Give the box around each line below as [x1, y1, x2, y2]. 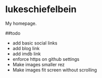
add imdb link [12, 51, 41, 57]
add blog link [12, 45, 40, 51]
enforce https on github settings [12, 56, 80, 62]
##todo [5, 30, 21, 36]
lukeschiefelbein [5, 4, 77, 15]
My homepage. [5, 20, 37, 26]
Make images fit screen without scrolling [12, 67, 97, 73]
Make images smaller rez [12, 61, 65, 67]
